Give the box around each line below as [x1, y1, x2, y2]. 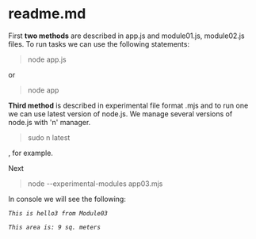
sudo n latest [27, 132, 71, 142]
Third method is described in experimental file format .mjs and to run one [8, 101, 249, 110]
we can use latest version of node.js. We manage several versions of [8, 108, 233, 119]
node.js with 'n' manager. [8, 117, 91, 127]
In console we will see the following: [8, 194, 127, 203]
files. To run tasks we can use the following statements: [8, 39, 190, 48]
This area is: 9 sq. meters [8, 223, 101, 231]
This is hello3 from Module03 [8, 209, 109, 218]
